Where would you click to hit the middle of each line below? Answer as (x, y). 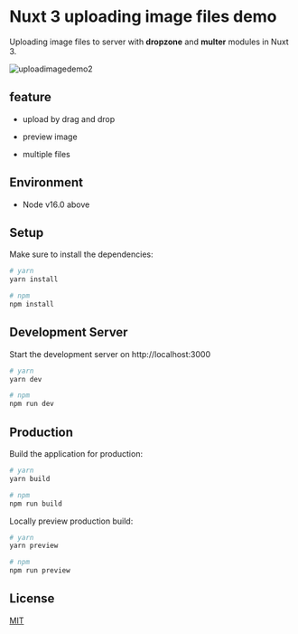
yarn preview (34, 546)
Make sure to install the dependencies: (81, 254)
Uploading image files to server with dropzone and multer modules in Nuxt (149, 42)
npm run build (36, 504)
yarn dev (26, 379)
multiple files (46, 154)
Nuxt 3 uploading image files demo (143, 17)
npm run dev (32, 404)
